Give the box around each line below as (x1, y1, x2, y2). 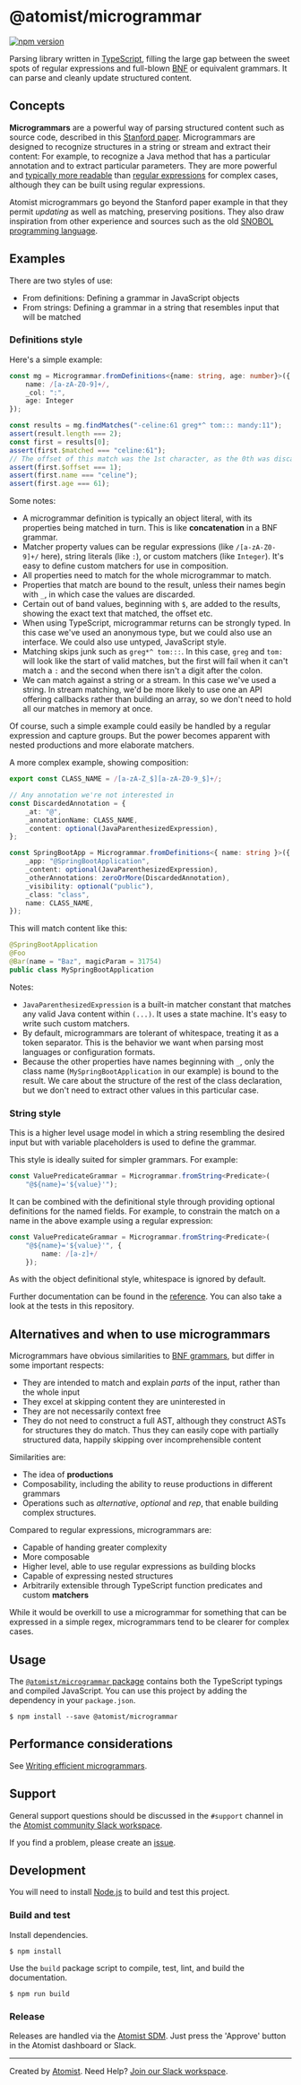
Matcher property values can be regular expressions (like (21, 541, 235, 552)
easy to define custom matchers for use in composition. (21, 560, 228, 571)
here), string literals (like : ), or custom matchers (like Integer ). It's (40, 551, 284, 562)
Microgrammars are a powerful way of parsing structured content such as (9, 122, 285, 133)
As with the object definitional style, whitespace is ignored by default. (9, 1274, 267, 1285)
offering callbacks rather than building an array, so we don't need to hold (21, 694, 292, 705)
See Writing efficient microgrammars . (9, 1760, 148, 1771)
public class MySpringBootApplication (9, 965, 154, 974)
